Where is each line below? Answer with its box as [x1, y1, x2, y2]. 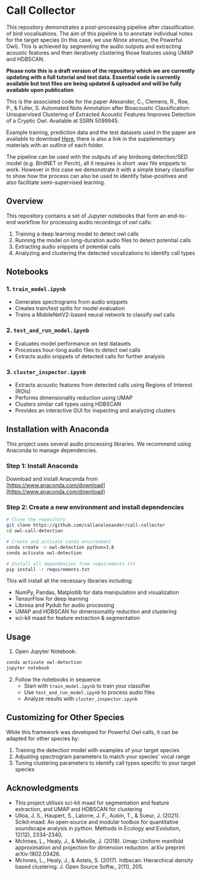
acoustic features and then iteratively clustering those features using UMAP [6, 49, 194, 56]
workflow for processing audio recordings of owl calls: [17, 218, 152, 225]
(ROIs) [14, 388, 31, 395]
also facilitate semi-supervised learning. [6, 179, 106, 186]
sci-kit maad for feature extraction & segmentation [14, 614, 140, 622]
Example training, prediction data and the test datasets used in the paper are [6, 129, 196, 136]
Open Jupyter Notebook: [14, 648, 77, 655]
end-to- [167, 212, 187, 219]
